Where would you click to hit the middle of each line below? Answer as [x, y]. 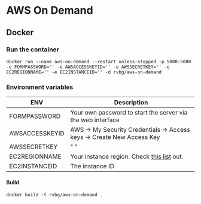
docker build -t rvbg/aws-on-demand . [54, 195]
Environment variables [40, 87]
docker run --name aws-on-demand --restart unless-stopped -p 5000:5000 [99, 61]
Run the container [33, 50]
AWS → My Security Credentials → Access [130, 130]
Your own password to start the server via [129, 113]
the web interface [95, 120]
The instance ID [92, 166]
